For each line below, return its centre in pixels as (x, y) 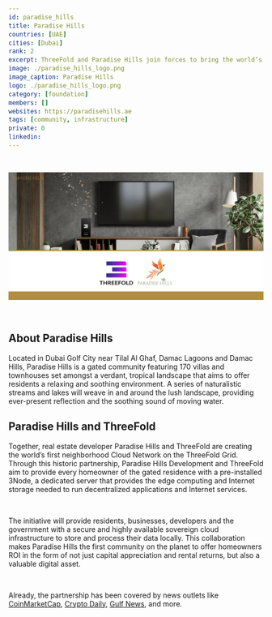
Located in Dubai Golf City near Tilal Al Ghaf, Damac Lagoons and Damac (131, 358)
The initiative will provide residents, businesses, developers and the (121, 521)
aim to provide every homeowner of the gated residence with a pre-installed (136, 472)
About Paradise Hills (61, 338)
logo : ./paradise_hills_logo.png (65, 85)
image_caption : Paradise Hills (61, 77)
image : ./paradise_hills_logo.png (67, 69)
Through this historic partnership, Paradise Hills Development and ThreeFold (136, 463)
